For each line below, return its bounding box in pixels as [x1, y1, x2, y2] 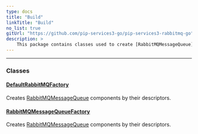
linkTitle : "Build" [6, 19, 54, 25]
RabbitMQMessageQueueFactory [6, 107, 90, 115]
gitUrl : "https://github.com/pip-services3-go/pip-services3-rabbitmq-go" [6, 31, 194, 37]
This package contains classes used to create [16, 42, 133, 48]
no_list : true [6, 25, 41, 31]
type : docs [6, 8, 33, 15]
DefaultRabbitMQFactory [6, 81, 69, 89]
